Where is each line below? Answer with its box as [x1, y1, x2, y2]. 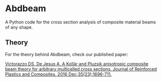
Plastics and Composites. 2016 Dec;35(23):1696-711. [5, 71, 112, 77]
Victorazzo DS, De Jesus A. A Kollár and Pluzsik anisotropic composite [5, 61, 149, 66]
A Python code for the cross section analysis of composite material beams [5, 19, 156, 25]
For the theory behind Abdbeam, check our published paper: [5, 51, 129, 57]
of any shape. [5, 24, 33, 30]
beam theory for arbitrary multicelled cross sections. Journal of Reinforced [5, 66, 157, 72]
